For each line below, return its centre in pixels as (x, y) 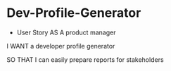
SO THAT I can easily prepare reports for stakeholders (85, 59)
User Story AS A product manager (66, 32)
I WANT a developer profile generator (61, 46)
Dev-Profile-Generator (74, 13)
